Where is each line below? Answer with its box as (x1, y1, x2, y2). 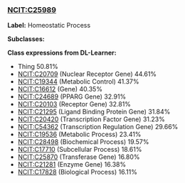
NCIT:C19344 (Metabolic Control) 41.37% (17, 77, 140, 86)
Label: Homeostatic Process (7, 21, 91, 30)
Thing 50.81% (17, 62, 58, 71)
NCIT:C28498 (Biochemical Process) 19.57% (17, 138, 149, 146)
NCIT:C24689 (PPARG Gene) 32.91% (17, 92, 127, 101)
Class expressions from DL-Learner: (7, 48, 117, 57)
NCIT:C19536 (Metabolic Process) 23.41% (17, 130, 142, 139)
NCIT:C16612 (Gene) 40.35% (17, 85, 103, 94)
